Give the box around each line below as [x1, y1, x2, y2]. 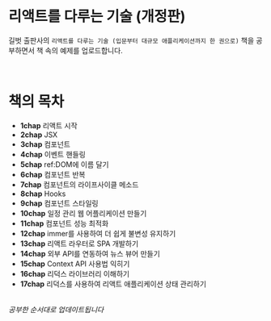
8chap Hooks [19, 189, 66, 198]
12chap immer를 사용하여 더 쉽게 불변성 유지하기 [19, 228, 176, 238]
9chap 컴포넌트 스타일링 [19, 198, 99, 208]
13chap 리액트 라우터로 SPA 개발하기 [19, 239, 139, 248]
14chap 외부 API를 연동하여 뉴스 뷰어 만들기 [19, 248, 160, 258]
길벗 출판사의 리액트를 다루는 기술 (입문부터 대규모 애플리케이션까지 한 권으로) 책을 [8, 35, 255, 45]
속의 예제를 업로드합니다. [44, 45, 123, 55]
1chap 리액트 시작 [19, 120, 78, 130]
